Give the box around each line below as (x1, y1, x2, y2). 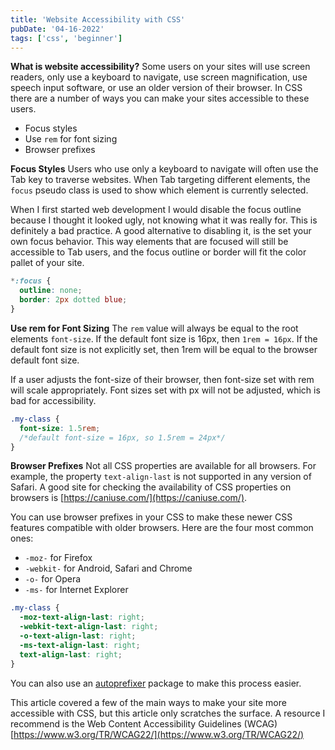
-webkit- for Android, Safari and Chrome (24, 562, 193, 575)
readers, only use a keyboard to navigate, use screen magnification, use (10, 71, 308, 83)
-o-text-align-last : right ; (19, 631, 137, 641)
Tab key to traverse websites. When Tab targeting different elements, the (10, 174, 311, 186)
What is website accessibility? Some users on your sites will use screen (10, 61, 311, 73)
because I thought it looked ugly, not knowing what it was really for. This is (10, 214, 318, 226)
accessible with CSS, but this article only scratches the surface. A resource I (10, 707, 326, 719)
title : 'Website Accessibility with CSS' (10, 14, 186, 25)
